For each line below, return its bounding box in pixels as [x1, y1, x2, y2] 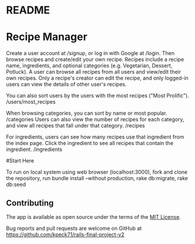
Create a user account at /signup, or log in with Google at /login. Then [6, 50, 175, 57]
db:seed [6, 181, 26, 188]
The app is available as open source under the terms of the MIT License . [6, 213, 182, 220]
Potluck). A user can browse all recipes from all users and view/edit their [6, 68, 182, 75]
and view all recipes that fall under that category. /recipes [6, 122, 145, 129]
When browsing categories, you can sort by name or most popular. [6, 109, 167, 117]
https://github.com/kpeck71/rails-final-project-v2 [6, 231, 125, 238]
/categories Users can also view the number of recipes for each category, [6, 116, 184, 123]
